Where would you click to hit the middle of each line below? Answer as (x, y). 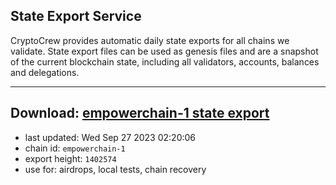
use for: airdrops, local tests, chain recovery (115, 169)
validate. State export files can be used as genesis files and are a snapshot (164, 51)
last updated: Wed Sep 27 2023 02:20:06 (110, 137)
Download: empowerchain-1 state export (140, 113)
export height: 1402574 (70, 158)
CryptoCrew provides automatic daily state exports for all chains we (150, 40)
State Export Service (76, 16)
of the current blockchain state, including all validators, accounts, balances (165, 61)
